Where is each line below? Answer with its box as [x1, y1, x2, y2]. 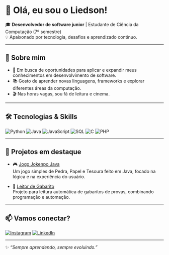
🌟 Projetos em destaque [5, 148, 81, 156]
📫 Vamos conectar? [5, 214, 70, 222]
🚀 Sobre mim [5, 54, 46, 62]
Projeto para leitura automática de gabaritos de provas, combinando [12, 189, 154, 195]
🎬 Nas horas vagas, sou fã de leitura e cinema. [12, 90, 110, 97]
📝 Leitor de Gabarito [12, 183, 54, 190]
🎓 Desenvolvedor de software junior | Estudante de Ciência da [5, 21, 139, 27]
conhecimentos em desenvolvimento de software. [12, 72, 117, 78]
